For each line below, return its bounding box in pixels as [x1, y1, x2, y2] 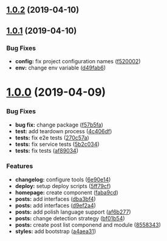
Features [6, 162, 33, 170]
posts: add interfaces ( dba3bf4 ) [15, 195, 96, 203]
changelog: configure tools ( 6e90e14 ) [15, 176, 111, 183]
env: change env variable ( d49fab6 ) [15, 64, 106, 72]
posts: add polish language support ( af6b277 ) [15, 208, 132, 215]
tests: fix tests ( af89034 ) [15, 147, 79, 154]
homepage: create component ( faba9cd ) [15, 189, 118, 196]
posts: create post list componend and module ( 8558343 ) [15, 221, 161, 228]
